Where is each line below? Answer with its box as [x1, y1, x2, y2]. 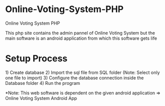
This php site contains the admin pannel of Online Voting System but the [5, 30, 155, 36]
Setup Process [5, 53, 68, 64]
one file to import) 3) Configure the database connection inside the [5, 74, 144, 81]
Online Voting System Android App [5, 95, 77, 101]
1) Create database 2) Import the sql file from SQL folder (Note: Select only [5, 69, 160, 75]
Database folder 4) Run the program [5, 80, 80, 86]
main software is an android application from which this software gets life [5, 35, 157, 41]
